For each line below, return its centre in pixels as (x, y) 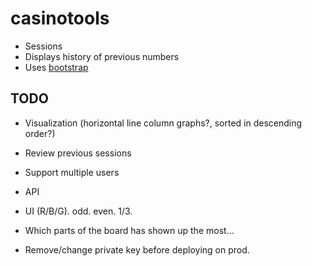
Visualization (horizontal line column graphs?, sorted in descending (163, 123)
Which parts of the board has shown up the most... (129, 230)
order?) (40, 133)
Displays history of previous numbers (102, 56)
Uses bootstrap (56, 67)
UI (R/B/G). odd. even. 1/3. (78, 211)
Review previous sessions (78, 153)
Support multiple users (72, 172)
